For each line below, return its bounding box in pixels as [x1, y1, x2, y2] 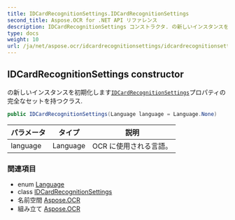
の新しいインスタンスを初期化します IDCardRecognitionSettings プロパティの [7, 88, 226, 96]
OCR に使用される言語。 [92, 141, 173, 151]
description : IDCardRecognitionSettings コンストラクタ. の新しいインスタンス [7, 23, 224, 30]
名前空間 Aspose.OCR [17, 196, 80, 204]
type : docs [7, 29, 39, 37]
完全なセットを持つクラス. [7, 96, 83, 105]
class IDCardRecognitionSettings [17, 187, 113, 196]
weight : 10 [7, 36, 39, 43]
